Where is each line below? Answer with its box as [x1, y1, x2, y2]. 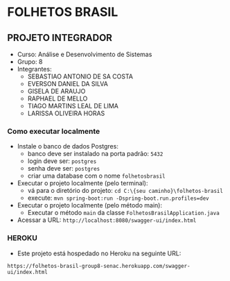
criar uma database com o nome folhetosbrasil [27, 171, 166, 180]
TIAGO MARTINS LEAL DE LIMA [27, 102, 119, 110]
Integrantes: [17, 65, 52, 73]
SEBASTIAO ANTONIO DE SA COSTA [27, 72, 134, 80]
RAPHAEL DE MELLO [27, 94, 88, 103]
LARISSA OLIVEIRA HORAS [27, 109, 105, 117]
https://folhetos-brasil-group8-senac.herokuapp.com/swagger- [7, 262, 191, 269]
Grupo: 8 [17, 58, 43, 66]
